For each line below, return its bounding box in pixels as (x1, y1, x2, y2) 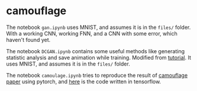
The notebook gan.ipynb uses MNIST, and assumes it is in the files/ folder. (6, 24, 191, 31)
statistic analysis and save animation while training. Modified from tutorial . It (6, 54, 191, 61)
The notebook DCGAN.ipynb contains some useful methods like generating (6, 47, 185, 54)
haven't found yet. (6, 36, 51, 43)
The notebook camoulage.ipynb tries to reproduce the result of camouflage (6, 71, 188, 79)
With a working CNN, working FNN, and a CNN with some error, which (6, 30, 177, 37)
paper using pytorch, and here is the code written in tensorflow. (6, 78, 162, 85)
